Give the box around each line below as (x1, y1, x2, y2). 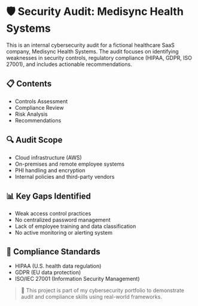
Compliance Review (14, 104, 64, 111)
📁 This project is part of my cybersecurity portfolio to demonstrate (20, 287, 184, 294)
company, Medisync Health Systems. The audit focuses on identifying (6, 47, 179, 55)
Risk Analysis (14, 110, 48, 118)
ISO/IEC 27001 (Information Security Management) (14, 275, 140, 283)
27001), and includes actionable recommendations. (6, 61, 133, 68)
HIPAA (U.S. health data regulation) (14, 262, 102, 270)
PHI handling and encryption (14, 166, 86, 174)
